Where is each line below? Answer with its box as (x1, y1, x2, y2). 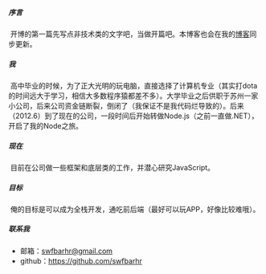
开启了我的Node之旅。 (8, 121, 83, 130)
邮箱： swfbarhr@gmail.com (19, 246, 113, 256)
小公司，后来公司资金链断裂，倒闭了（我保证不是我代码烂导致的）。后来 (8, 100, 244, 110)
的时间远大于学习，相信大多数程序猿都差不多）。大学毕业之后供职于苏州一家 (8, 91, 259, 100)
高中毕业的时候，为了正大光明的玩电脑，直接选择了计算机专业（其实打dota (10, 80, 258, 90)
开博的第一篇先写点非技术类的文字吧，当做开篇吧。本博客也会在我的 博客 (10, 29, 250, 39)
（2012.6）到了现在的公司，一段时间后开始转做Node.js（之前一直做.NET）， (8, 111, 259, 121)
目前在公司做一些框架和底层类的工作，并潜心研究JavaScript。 (10, 162, 215, 172)
